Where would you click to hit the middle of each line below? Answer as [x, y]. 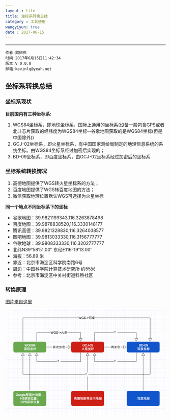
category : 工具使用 [25, 21]
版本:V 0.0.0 [18, 64]
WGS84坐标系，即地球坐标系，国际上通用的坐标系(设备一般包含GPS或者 [89, 125]
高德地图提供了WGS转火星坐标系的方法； [56, 183]
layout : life [20, 11]
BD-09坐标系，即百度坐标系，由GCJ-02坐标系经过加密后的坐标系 [81, 156]
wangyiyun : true [22, 27]
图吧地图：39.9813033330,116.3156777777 [58, 237]
